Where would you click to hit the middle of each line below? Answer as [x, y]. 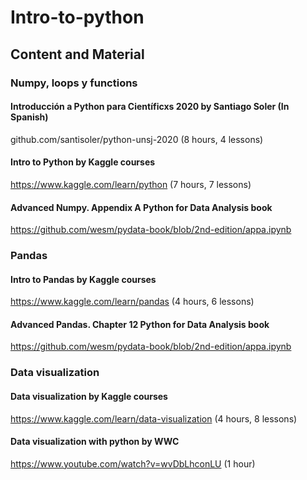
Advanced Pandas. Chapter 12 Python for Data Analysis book [140, 324]
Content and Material [77, 54]
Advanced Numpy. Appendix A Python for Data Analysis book [141, 207]
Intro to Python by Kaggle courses [83, 162]
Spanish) [29, 117]
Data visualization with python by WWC [95, 442]
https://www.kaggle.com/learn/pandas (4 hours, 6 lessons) [132, 302]
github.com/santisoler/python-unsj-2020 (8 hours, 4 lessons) [137, 139]
